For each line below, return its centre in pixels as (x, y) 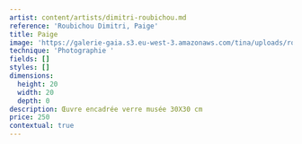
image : (22, 42)
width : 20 (36, 92)
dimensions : (31, 76)
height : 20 (38, 84)
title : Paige (34, 34)
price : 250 (30, 117)
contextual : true (42, 126)
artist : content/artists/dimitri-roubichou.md (98, 17)
